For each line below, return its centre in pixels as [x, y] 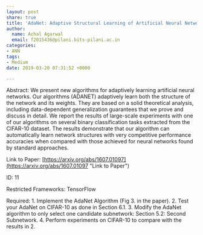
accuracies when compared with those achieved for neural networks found [100, 142]
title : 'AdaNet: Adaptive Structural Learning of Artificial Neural [94, 23]
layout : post [23, 12]
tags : [13, 57]
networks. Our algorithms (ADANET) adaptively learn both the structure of [98, 96]
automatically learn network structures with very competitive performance [99, 135]
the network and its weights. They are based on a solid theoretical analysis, [100, 103]
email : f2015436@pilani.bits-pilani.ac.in [66, 40]
